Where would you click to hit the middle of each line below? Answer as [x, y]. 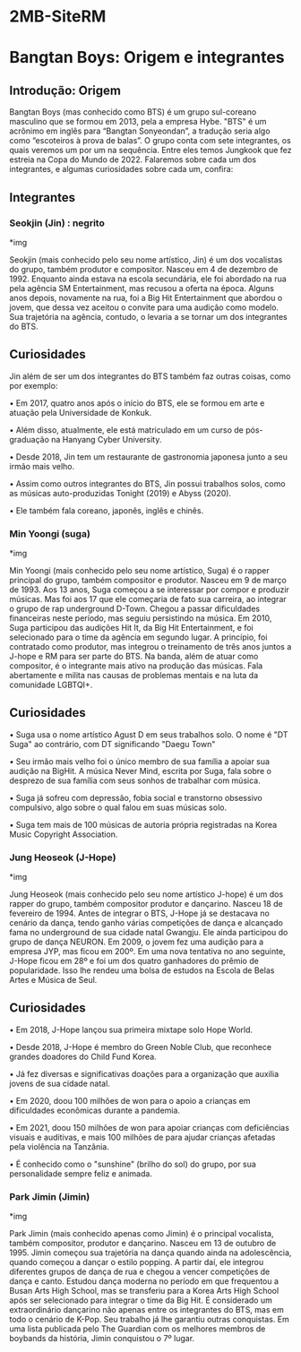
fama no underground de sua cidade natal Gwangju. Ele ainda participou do [149, 933]
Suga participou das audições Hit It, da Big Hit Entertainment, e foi [131, 627]
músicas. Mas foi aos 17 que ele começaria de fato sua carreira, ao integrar [148, 598]
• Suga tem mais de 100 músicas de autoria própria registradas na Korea [143, 824]
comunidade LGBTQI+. [51, 685]
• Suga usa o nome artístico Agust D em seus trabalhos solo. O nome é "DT [149, 734]
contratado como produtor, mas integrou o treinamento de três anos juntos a [150, 646]
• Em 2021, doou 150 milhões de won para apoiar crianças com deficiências [149, 1127]
